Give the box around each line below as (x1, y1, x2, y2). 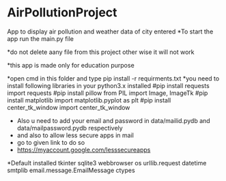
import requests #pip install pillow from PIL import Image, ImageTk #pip (7, 89, 208, 97)
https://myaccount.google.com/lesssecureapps (16, 145, 151, 154)
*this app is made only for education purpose (7, 61, 135, 69)
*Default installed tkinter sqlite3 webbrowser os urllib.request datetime (7, 158, 207, 167)
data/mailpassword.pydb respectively (16, 124, 123, 132)
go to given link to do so (16, 138, 85, 146)
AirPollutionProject (7, 5, 117, 20)
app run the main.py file (7, 34, 74, 42)
